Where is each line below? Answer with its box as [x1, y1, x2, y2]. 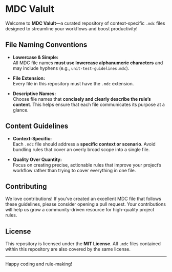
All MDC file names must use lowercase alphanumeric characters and [12, 60, 163, 66]
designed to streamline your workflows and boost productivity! [5, 25, 138, 31]
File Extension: [12, 75, 45, 81]
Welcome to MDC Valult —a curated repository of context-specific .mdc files [5, 20, 165, 26]
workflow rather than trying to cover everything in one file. [12, 167, 136, 173]
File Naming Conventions [5, 41, 88, 49]
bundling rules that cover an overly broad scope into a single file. [12, 146, 150, 152]
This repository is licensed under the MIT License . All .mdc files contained [5, 241, 161, 247]
